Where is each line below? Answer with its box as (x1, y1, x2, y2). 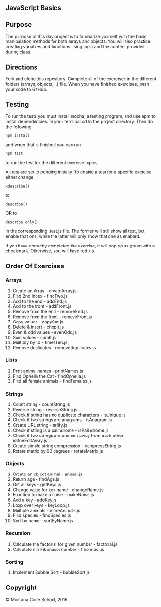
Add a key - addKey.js (12, 497, 57, 503)
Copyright (5, 584, 37, 592)
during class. (5, 49, 32, 55)
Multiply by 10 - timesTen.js (12, 340, 68, 345)
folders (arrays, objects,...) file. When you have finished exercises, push (5, 81, 150, 87)
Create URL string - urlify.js (12, 422, 68, 428)
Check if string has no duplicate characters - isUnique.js (12, 412, 126, 418)
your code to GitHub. (5, 86, 48, 92)
